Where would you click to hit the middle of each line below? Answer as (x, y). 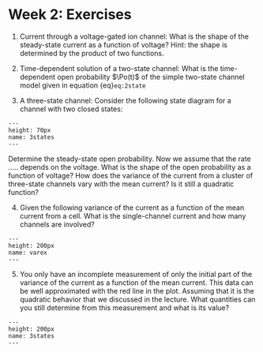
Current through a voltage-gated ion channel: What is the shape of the (134, 36)
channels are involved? (57, 224)
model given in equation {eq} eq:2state (83, 85)
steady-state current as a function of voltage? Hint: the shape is (123, 44)
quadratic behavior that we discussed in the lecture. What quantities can (137, 299)
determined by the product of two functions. (92, 53)
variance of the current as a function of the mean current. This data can (137, 283)
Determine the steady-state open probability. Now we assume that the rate (130, 159)
